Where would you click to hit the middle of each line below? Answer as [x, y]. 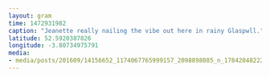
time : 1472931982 [37, 23]
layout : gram [30, 16]
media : [19, 53]
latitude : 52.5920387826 [50, 38]
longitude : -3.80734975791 [53, 46]
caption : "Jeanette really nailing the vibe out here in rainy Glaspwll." [136, 30]
